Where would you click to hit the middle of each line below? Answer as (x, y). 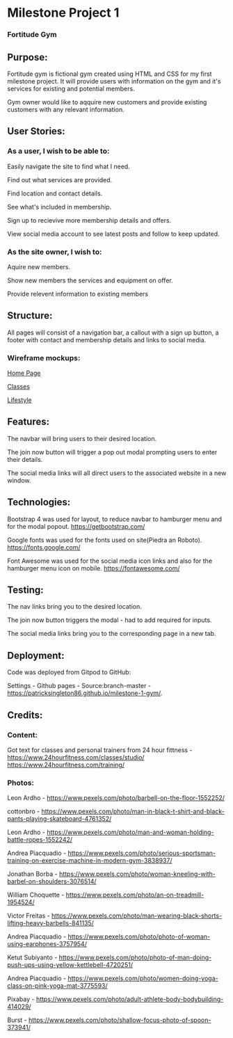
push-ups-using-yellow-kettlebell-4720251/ (70, 965)
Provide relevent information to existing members (78, 294)
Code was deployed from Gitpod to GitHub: (69, 672)
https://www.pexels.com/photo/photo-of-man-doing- (135, 957)
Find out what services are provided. (60, 179)
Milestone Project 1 (63, 13)
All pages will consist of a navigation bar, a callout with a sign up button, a (113, 333)
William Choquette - (36, 895)
